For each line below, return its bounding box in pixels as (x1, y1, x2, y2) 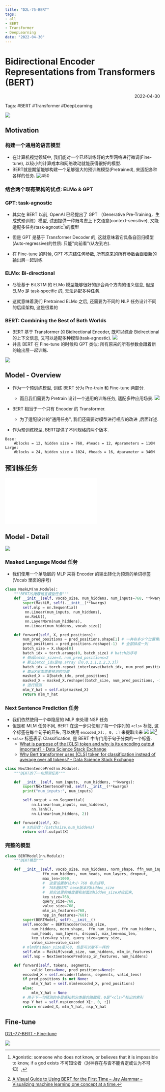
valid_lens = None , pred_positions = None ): (31, 967, 115, 972)
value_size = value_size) (31, 940, 80, 945)
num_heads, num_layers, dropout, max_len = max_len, (31, 931, 137, 936)
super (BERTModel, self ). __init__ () (23, 917, 96, 922)
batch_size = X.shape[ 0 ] (23, 646, 74, 651)
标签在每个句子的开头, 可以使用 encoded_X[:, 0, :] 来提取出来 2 (16, 728, 158, 735)
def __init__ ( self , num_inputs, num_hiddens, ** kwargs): (14, 780, 135, 785)
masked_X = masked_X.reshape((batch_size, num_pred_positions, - (23, 678, 160, 683)
